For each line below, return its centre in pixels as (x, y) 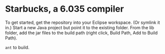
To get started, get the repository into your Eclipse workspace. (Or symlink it (82, 22)
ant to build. (17, 47)
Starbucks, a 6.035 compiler (65, 9)
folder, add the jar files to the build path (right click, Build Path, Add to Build (82, 33)
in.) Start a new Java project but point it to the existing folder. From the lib (80, 27)
